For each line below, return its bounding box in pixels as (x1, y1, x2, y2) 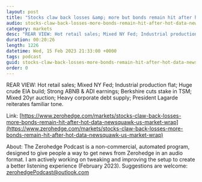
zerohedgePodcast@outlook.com (6, 169, 90, 176)
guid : (6, 59, 20, 65)
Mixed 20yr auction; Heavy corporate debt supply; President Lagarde (6, 94, 179, 101)
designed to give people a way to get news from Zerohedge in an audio (6, 149, 183, 157)
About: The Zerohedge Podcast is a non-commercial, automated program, (6, 143, 190, 151)
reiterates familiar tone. (6, 101, 64, 108)
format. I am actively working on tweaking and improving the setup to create (6, 156, 195, 163)
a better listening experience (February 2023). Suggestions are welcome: (6, 162, 188, 169)
